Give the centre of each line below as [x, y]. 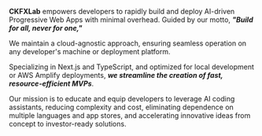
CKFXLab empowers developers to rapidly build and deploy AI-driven [122, 11]
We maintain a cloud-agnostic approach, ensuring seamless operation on [128, 43]
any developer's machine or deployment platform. [90, 51]
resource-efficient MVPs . [52, 83]
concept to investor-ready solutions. [68, 124]
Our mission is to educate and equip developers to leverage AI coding [122, 99]
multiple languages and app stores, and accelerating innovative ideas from [130, 116]
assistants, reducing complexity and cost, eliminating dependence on [122, 107]
